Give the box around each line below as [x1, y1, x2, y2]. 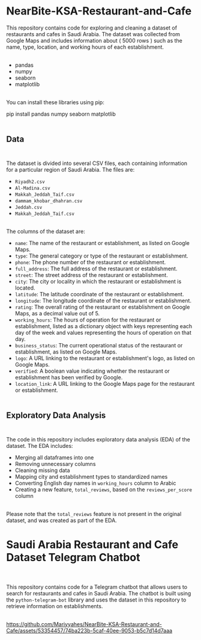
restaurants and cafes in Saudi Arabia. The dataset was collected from [6, 30, 181, 37]
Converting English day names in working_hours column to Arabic [14, 479, 176, 486]
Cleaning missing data [14, 467, 70, 474]
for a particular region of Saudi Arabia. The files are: [6, 166, 135, 173]
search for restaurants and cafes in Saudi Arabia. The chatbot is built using [6, 589, 191, 597]
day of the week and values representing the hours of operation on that [14, 329, 192, 336]
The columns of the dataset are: [6, 228, 85, 235]
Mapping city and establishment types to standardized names [14, 473, 168, 480]
